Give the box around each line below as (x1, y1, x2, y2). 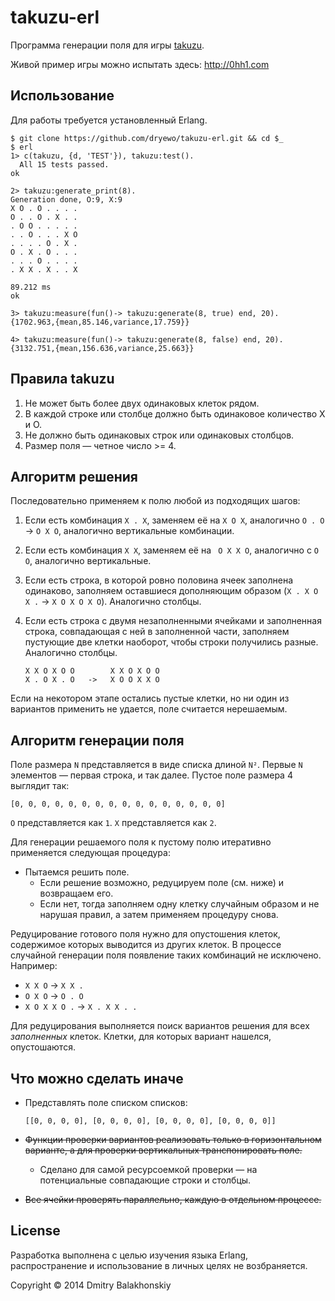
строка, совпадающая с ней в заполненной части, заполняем (24, 626, 290, 638)
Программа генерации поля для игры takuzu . (10, 39, 205, 51)
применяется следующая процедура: (10, 847, 171, 859)
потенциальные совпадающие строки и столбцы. (39, 1174, 252, 1186)
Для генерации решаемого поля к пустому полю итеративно (10, 836, 272, 848)
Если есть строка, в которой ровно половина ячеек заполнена (24, 574, 294, 586)
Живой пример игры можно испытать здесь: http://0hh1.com (10, 58, 270, 70)
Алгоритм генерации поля (10, 732, 185, 749)
